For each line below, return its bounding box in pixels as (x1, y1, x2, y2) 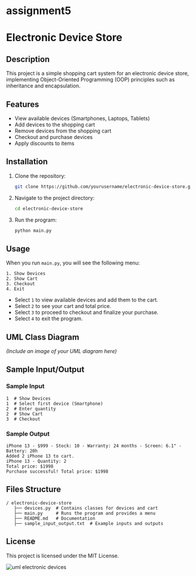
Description (6, 54, 50, 64)
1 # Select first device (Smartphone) (6, 401, 104, 406)
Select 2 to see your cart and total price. (14, 303, 111, 310)
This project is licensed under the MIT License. (6, 552, 119, 559)
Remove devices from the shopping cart (14, 127, 112, 134)
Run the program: (14, 216, 57, 223)
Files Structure (6, 484, 61, 494)
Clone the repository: (14, 172, 66, 179)
